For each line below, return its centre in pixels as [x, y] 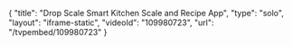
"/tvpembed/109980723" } [58, 32]
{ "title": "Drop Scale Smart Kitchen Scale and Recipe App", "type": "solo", [146, 13]
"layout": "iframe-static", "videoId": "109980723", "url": [111, 23]
